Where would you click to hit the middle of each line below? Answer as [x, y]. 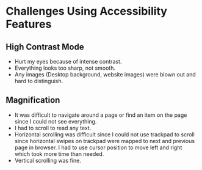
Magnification [33, 100]
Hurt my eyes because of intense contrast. [68, 61]
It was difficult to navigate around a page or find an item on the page [101, 115]
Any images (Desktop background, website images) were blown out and [105, 74]
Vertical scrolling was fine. [48, 160]
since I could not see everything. [56, 121]
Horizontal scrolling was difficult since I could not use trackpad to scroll [104, 134]
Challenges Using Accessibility [86, 11]
